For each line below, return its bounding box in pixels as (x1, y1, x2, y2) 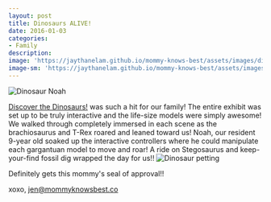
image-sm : (8, 64, 42, 72)
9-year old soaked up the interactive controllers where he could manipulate (8, 136, 259, 146)
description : (8, 49, 52, 57)
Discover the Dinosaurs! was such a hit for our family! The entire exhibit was (8, 101, 262, 111)
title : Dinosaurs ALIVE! (8, 19, 92, 27)
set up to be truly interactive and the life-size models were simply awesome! (8, 110, 262, 120)
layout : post (8, 11, 52, 20)
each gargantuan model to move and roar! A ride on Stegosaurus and (8, 144, 239, 154)
